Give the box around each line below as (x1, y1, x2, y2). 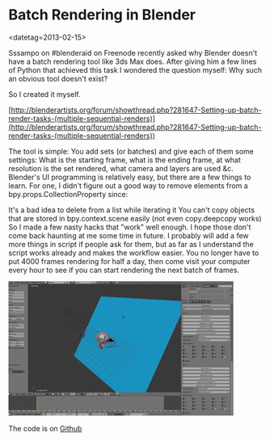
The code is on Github (8, 423, 82, 433)
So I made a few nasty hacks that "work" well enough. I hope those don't (8, 222, 251, 232)
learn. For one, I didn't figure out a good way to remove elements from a (8, 180, 248, 191)
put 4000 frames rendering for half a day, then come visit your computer (8, 256, 251, 266)
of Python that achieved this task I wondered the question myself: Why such (8, 65, 263, 74)
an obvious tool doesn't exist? (8, 73, 108, 83)
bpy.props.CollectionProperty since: (8, 189, 129, 199)
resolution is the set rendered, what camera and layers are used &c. (8, 163, 234, 173)
